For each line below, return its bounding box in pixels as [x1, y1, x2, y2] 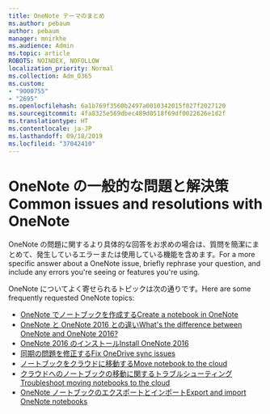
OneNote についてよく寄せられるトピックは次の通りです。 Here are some [8, 284, 251, 294]
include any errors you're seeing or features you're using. [8, 268, 200, 277]
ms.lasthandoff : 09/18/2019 [8, 132, 103, 140]
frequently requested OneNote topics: [8, 293, 135, 303]
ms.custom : [8, 79, 45, 87]
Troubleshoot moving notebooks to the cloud [19, 378, 171, 388]
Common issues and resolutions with [8, 195, 263, 213]
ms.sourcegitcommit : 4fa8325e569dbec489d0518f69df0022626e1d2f [8, 110, 226, 118]
